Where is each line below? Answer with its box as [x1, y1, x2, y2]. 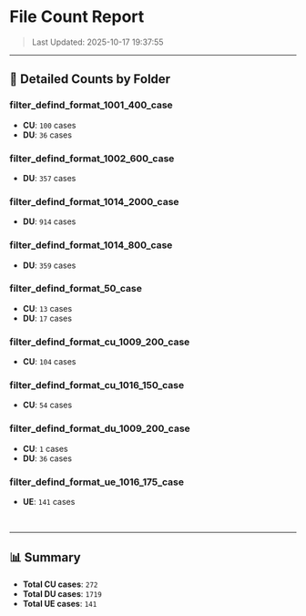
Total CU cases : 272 [22, 579, 98, 590]
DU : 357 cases [22, 172, 76, 183]
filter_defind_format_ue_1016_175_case [9, 476, 185, 488]
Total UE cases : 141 [22, 598, 97, 609]
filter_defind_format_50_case [9, 282, 143, 295]
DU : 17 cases [22, 313, 73, 323]
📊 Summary [9, 549, 81, 566]
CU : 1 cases [22, 443, 68, 454]
